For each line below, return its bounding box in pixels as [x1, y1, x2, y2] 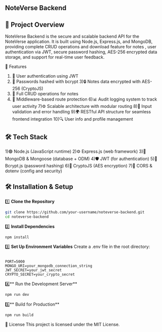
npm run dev [5, 292, 29, 297]
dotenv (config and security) [5, 168, 62, 174]
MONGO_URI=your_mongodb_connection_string [5, 264, 92, 269]
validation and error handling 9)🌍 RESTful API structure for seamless [12, 109, 151, 115]
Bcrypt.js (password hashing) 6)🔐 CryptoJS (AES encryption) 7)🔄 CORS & [5, 163, 153, 169]
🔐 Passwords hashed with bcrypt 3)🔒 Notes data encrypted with [12, 79, 141, 84]
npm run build [5, 312, 34, 318]
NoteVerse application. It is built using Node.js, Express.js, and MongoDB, [5, 39, 153, 44]
